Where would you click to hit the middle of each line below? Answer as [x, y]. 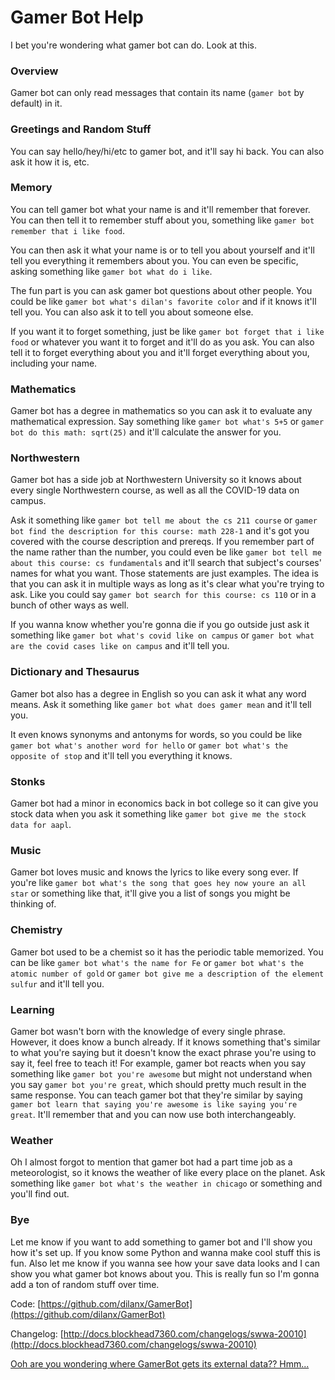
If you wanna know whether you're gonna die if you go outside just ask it [160, 625]
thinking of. [33, 904]
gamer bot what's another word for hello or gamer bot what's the [149, 745]
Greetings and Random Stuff [81, 129]
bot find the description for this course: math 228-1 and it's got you [160, 531]
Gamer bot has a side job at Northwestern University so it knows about [156, 480]
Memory [31, 188]
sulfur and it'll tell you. [57, 983]
